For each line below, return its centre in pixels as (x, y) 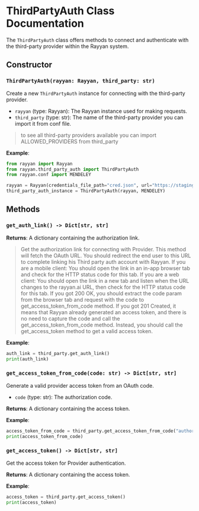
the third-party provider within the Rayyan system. (68, 46)
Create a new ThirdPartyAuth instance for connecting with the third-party (96, 93)
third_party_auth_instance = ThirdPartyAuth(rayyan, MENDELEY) (86, 191)
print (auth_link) (28, 359)
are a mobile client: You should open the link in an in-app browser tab (105, 268)
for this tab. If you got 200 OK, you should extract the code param (101, 293)
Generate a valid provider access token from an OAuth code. (80, 385)
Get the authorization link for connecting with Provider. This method (103, 249)
